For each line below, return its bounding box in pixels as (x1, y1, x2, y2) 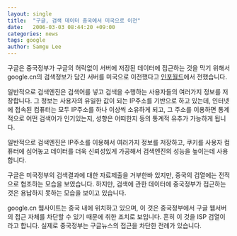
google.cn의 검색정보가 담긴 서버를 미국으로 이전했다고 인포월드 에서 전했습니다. (7, 72, 228, 81)
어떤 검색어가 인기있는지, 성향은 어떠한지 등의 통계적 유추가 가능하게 (25, 114, 214, 123)
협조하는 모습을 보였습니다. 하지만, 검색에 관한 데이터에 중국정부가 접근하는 (20, 180, 226, 188)
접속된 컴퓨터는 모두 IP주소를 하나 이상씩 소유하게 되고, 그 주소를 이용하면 (14, 106, 217, 113)
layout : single (7, 10, 52, 18)
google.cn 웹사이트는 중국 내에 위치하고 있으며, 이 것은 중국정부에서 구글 (7, 203, 209, 212)
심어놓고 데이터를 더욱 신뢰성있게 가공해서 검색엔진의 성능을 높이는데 (25, 147, 216, 155)
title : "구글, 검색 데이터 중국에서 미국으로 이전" (7, 17, 141, 24)
